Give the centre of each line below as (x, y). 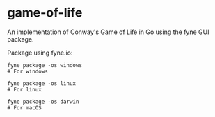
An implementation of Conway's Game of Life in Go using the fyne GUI (108, 32)
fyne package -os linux (42, 83)
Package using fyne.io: (40, 53)
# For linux (24, 89)
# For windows (28, 71)
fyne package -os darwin (43, 102)
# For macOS (24, 108)
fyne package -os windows (45, 65)
